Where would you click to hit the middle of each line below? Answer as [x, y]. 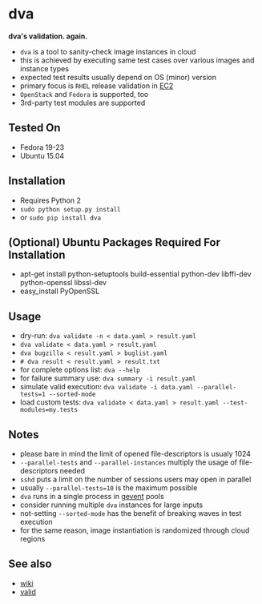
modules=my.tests [49, 410]
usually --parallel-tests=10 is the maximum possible [109, 488]
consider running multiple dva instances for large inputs [111, 505]
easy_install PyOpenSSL [60, 291]
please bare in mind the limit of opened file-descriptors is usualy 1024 [135, 454]
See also [30, 564]
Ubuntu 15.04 [42, 155]
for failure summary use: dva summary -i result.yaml [108, 378]
